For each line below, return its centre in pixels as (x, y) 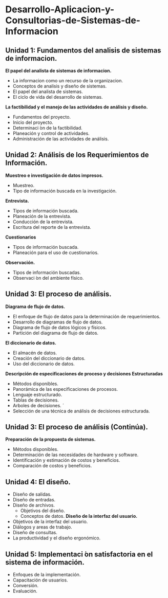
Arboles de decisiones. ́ (38, 405)
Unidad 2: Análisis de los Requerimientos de (77, 155)
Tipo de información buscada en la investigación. (65, 191)
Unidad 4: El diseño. (38, 482)
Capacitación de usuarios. (40, 580)
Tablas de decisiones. (36, 400)
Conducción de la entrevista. (43, 222)
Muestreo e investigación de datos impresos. (54, 175)
